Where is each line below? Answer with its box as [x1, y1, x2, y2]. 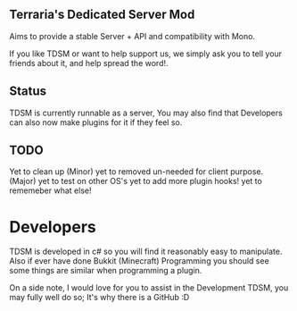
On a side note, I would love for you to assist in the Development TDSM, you [9, 282, 289, 293]
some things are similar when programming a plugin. [9, 265, 202, 276]
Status [9, 84, 47, 99]
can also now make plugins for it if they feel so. [9, 116, 183, 128]
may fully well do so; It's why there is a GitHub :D [9, 292, 190, 303]
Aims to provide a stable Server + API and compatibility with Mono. [9, 30, 256, 41]
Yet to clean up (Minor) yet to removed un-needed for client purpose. [9, 166, 264, 177]
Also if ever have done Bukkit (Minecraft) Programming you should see [9, 256, 269, 266]
